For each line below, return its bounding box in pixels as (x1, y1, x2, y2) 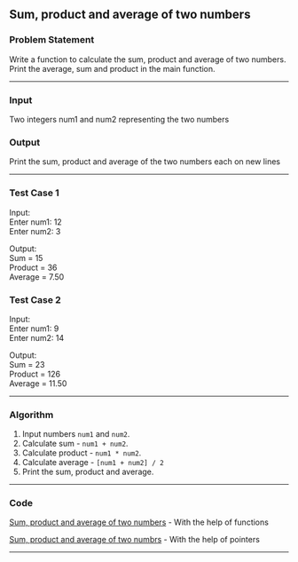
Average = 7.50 (9, 271, 65, 282)
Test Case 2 (9, 293, 62, 305)
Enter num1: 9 (9, 323, 59, 334)
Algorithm (9, 408, 54, 421)
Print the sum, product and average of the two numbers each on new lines (9, 156, 281, 167)
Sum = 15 (9, 252, 43, 263)
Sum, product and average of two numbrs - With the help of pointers (9, 534, 260, 545)
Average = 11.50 (9, 377, 67, 389)
